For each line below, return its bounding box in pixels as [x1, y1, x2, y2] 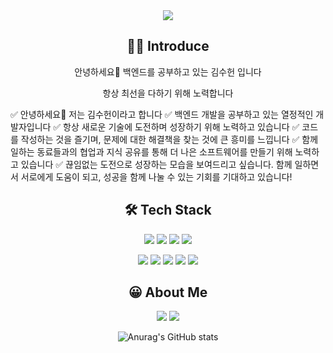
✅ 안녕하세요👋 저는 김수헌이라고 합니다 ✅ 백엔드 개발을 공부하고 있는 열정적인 [10, 108, 314, 120]
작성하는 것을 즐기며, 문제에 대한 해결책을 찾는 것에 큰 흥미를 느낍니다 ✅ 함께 [20, 133, 319, 145]
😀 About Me [128, 284, 208, 301]
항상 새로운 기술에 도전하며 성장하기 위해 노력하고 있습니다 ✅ [63, 120, 300, 133]
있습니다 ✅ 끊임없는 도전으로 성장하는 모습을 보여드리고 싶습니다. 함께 [20, 158, 293, 170]
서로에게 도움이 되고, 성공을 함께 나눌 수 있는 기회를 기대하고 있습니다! [20, 170, 293, 183]
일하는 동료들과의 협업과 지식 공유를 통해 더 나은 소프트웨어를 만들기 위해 [10, 145, 293, 158]
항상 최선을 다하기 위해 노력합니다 [102, 87, 234, 99]
